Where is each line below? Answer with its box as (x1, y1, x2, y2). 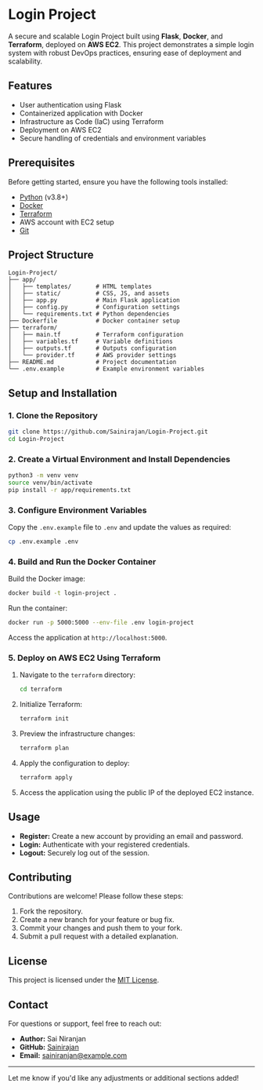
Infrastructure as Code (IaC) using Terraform (19, 116, 164, 126)
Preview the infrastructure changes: (19, 729, 135, 738)
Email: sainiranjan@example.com (19, 1051, 128, 1060)
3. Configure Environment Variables (8, 505, 147, 516)
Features (8, 79, 52, 93)
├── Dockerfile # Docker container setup (8, 317, 180, 325)
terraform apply (19, 773, 73, 782)
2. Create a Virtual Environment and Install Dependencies (8, 454, 231, 465)
